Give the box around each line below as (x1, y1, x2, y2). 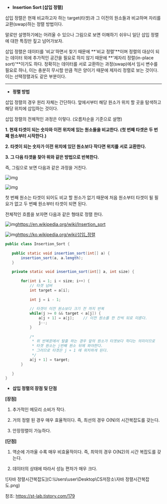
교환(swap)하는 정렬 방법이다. (5, 21, 64, 27)
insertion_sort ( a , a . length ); (20, 255, 83, 260)
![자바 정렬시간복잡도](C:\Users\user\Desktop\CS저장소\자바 (5, 476, 124, 482)
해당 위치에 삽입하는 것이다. (5, 106, 59, 111)
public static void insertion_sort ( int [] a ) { (11, 251, 110, 255)
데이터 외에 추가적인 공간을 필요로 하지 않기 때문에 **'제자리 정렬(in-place (10, 55, 154, 61)
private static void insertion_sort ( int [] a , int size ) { (11, 269, 135, 274)
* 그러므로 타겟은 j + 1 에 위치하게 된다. (31, 348, 109, 353)
